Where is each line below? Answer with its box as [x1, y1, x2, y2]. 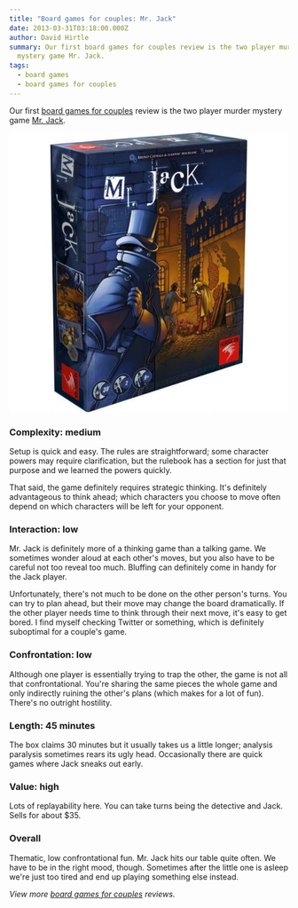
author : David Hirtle [9, 33, 90, 42]
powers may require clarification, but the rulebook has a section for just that [9, 455, 286, 466]
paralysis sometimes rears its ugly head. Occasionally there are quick [9, 748, 263, 759]
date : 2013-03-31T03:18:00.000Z [9, 23, 129, 33]
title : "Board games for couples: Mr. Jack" [9, 14, 176, 23]
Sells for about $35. [9, 810, 82, 821]
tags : [9, 61, 29, 70]
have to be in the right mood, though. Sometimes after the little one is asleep [9, 862, 289, 872]
